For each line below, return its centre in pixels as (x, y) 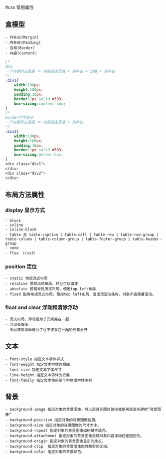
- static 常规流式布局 (26, 278)
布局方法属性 (25, 194)
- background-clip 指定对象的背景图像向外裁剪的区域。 (58, 447)
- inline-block (21, 229)
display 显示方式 (25, 210)
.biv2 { (12, 131)
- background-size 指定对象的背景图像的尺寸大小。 (53, 426)
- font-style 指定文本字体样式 (35, 359)
